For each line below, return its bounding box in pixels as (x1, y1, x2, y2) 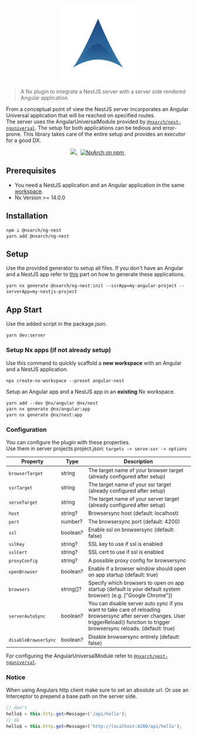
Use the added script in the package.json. (6, 321, 107, 328)
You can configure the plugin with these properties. (6, 439, 130, 446)
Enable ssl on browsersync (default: (88, 526, 175, 533)
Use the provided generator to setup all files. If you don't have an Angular (6, 265, 184, 272)
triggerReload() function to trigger (88, 619, 171, 626)
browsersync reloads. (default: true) (88, 625, 175, 632)
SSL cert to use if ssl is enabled (88, 548, 164, 556)
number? (60, 518, 83, 525)
